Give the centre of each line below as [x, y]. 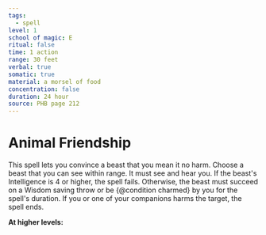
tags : [17, 15]
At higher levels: [36, 222]
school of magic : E [40, 38]
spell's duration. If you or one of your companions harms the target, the [125, 199]
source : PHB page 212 [44, 104]
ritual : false [32, 45]
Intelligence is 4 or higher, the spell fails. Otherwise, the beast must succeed [133, 182]
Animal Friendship [70, 143]
